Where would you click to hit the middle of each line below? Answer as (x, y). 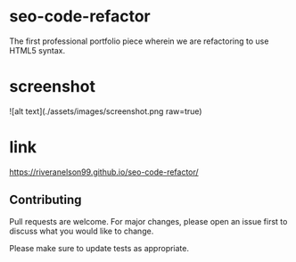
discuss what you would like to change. (82, 231)
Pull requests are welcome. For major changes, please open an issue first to (148, 221)
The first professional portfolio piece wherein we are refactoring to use (139, 41)
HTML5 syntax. (37, 50)
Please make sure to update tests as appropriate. (99, 248)
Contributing (45, 200)
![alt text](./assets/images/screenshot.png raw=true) (106, 111)
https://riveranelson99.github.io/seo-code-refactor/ (104, 172)
